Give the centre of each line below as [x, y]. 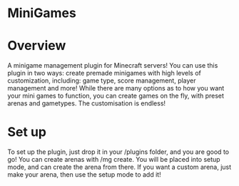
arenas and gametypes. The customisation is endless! [87, 103]
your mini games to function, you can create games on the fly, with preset [116, 96]
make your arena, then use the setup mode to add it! [85, 175]
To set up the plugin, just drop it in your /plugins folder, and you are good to [118, 152]
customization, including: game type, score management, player [102, 81]
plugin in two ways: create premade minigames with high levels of [104, 73]
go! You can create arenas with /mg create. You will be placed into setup [114, 160]
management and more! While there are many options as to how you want [116, 88]
